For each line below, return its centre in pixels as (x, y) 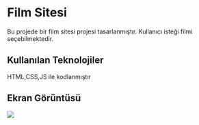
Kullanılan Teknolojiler (55, 60)
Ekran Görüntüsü (44, 98)
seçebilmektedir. (30, 38)
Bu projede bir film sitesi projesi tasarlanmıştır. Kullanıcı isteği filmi (100, 31)
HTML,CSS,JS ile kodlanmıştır (49, 77)
